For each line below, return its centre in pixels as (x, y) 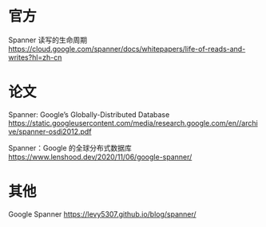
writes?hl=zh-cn (35, 57)
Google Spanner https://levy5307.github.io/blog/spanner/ (103, 214)
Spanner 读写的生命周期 (48, 40)
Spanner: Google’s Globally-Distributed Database (89, 114)
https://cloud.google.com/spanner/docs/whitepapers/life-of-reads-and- (127, 49)
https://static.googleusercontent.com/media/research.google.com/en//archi (133, 123)
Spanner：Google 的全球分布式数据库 (70, 147)
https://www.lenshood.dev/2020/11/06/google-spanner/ (100, 157)
